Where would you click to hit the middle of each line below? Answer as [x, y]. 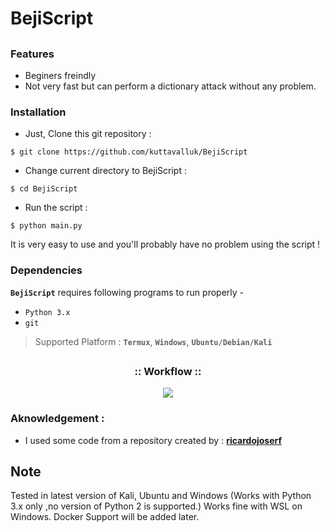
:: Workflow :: [168, 371]
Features [32, 54]
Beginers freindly [60, 75]
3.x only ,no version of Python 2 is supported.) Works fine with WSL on [156, 506]
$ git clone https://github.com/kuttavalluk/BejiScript [129, 152]
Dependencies [46, 270]
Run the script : [56, 208]
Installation [38, 112]
